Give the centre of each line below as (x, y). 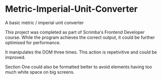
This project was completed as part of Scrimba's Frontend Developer (75, 32)
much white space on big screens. (40, 72)
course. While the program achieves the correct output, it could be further (80, 37)
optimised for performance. (33, 42)
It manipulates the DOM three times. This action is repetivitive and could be (81, 52)
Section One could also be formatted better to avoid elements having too (79, 67)
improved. (15, 57)
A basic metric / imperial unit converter (45, 23)
